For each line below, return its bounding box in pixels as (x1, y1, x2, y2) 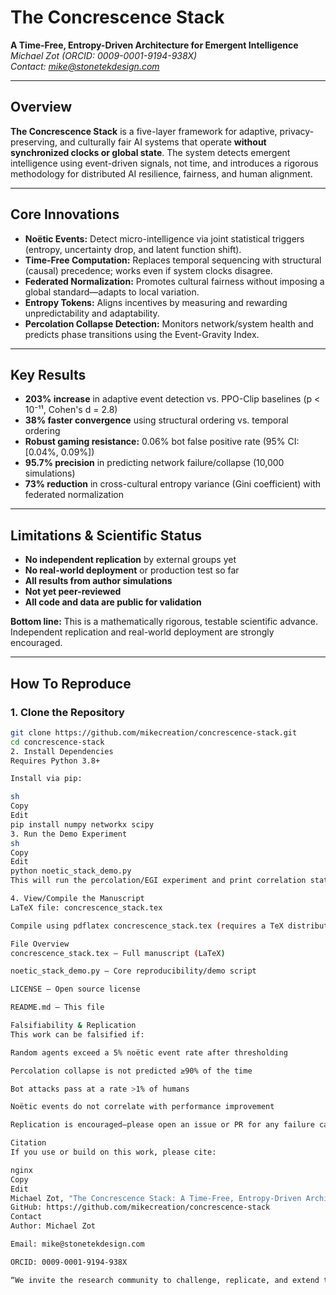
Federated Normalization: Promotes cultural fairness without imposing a (24, 275, 325, 287)
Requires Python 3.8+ (10, 756, 101, 766)
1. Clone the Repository (10, 705, 125, 719)
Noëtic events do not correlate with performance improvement (10, 1102, 275, 1112)
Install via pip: (10, 774, 83, 784)
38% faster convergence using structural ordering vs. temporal (24, 414, 289, 426)
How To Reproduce (10, 675, 132, 692)
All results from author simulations (24, 575, 173, 587)
